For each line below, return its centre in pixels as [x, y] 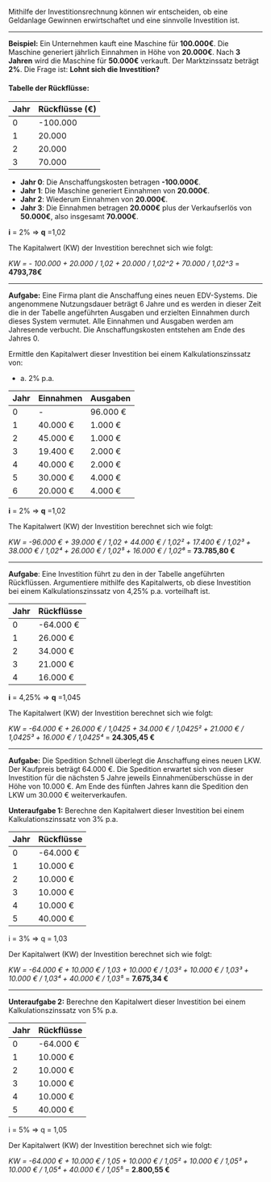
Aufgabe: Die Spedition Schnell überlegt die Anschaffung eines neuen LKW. [135, 760]
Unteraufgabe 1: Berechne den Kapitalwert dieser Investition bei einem [126, 811]
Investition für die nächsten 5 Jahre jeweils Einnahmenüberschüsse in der [131, 778]
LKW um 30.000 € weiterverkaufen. [68, 795]
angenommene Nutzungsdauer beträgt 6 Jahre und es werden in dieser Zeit [135, 304]
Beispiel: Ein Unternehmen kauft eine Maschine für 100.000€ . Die [119, 43]
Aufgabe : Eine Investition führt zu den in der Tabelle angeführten [117, 574]
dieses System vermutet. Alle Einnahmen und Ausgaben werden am [121, 321]
